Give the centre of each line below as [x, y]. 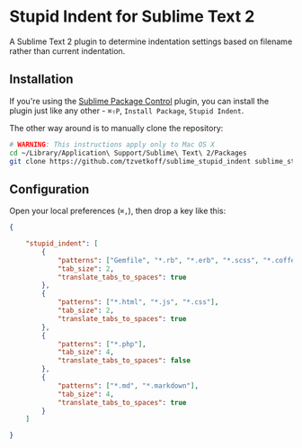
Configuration [49, 189]
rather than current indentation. [67, 50]
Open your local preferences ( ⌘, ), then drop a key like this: [118, 211]
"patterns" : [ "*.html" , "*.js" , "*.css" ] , [138, 302]
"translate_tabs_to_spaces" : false [124, 361]
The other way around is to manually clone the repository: [116, 128]
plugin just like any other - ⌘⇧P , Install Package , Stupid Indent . [127, 111]
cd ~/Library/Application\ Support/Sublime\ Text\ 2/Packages [128, 153]
